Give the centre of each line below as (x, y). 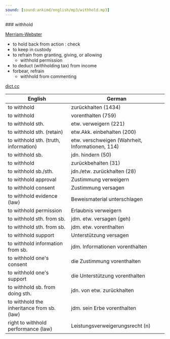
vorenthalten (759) (94, 116)
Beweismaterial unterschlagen (107, 199)
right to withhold (27, 322)
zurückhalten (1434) (96, 107)
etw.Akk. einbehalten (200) (104, 132)
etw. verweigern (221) (98, 124)
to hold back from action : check (46, 44)
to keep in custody (32, 49)
